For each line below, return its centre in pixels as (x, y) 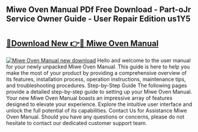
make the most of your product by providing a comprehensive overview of (97, 73)
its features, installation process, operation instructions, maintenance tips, (96, 79)
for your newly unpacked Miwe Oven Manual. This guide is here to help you (98, 67)
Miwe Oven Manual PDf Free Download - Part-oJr (99, 10)
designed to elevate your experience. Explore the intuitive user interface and (99, 104)
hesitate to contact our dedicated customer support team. (77, 123)
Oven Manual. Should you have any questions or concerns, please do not (95, 117)
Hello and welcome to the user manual (144, 60)
